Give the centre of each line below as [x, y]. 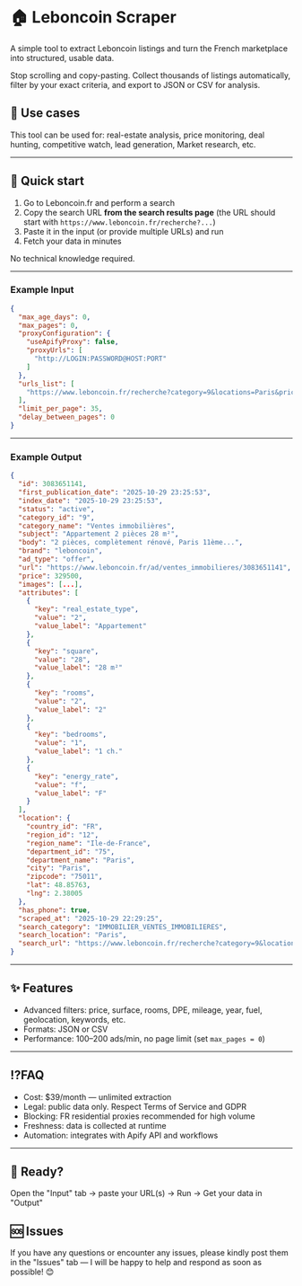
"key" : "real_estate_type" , [86, 609]
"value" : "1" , [60, 743]
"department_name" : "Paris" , [81, 860]
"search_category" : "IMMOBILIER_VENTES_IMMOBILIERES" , [123, 927]
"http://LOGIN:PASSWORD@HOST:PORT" [100, 359]
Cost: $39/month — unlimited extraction [97, 1096]
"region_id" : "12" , [63, 835]
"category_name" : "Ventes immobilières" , [97, 526]
